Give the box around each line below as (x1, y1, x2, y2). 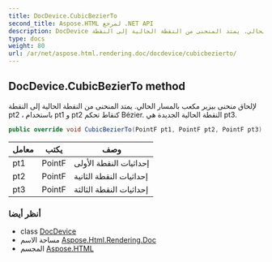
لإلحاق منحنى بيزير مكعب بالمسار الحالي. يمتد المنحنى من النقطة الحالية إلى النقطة (8, 101, 257, 110)
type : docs (8, 34, 45, 43)
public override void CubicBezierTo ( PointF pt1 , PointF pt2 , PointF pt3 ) (8, 125, 263, 134)
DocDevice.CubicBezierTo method (8, 79, 186, 93)
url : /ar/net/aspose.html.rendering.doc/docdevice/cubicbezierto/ (8, 49, 237, 58)
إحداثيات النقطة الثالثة (74, 183, 148, 195)
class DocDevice (19, 226, 77, 236)
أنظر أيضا (8, 208, 41, 219)
